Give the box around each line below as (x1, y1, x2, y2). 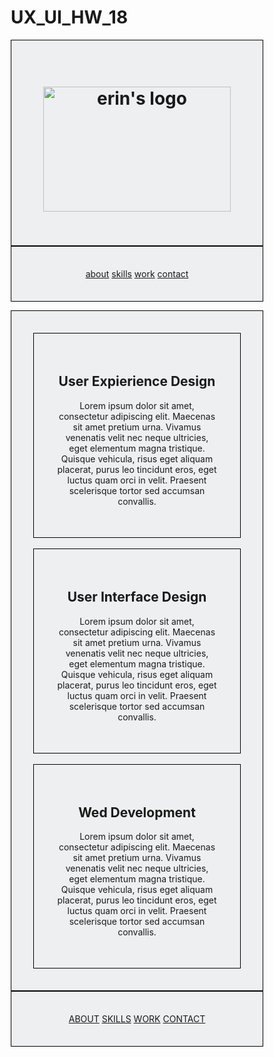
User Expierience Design (58, 373, 216, 390)
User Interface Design (67, 589, 207, 606)
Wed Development (78, 804, 196, 821)
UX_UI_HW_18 (10, 6, 129, 29)
